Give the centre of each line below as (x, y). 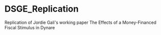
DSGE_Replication (41, 9)
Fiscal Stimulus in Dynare (30, 27)
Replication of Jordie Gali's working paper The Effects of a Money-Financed (80, 22)
